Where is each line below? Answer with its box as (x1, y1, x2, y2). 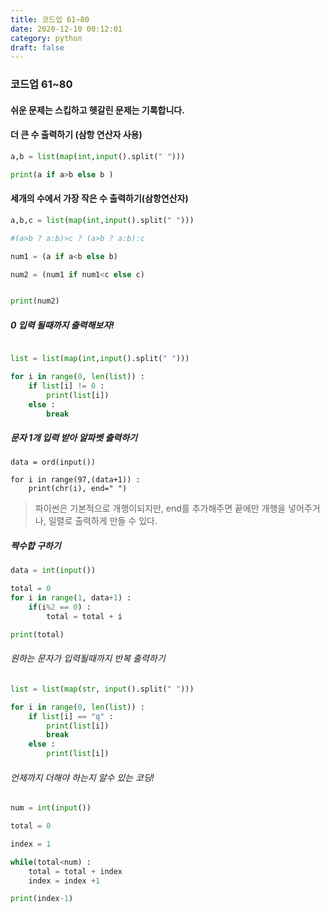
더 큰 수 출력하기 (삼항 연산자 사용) (10, 129, 143, 141)
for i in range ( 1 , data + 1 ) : (10, 593, 132, 603)
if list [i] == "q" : (28, 711, 114, 721)
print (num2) (10, 296, 60, 306)
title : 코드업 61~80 (10, 14, 90, 25)
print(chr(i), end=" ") (28, 484, 128, 494)
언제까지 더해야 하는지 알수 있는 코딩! (10, 771, 155, 783)
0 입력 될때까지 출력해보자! (10, 319, 115, 331)
